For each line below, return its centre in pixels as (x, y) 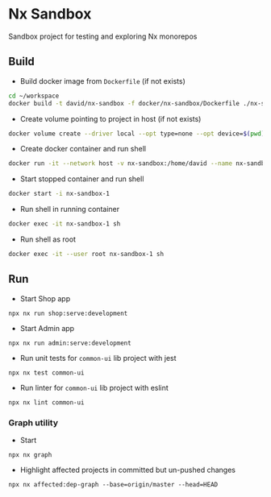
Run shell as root (48, 239)
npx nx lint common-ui (46, 402)
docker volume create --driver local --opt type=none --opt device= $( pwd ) (137, 134)
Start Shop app (45, 298)
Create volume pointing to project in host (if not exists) (110, 118)
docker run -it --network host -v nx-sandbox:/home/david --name (120, 164)
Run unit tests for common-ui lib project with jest (98, 358)
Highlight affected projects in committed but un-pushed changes (128, 470)
